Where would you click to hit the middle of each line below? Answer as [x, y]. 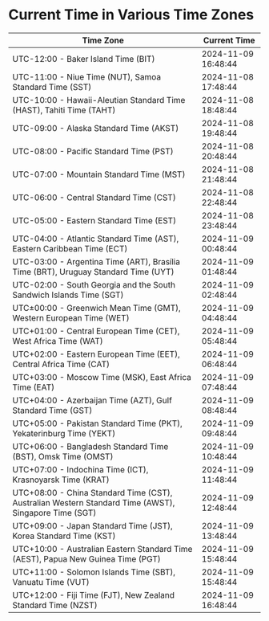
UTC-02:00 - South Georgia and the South [94, 284]
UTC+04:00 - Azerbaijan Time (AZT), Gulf [92, 400]
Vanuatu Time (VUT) [51, 582]
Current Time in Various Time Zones [131, 15]
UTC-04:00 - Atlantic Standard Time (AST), [96, 239]
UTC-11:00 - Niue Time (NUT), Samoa [87, 76]
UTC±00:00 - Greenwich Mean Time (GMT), [97, 308]
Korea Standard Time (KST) [64, 536]
